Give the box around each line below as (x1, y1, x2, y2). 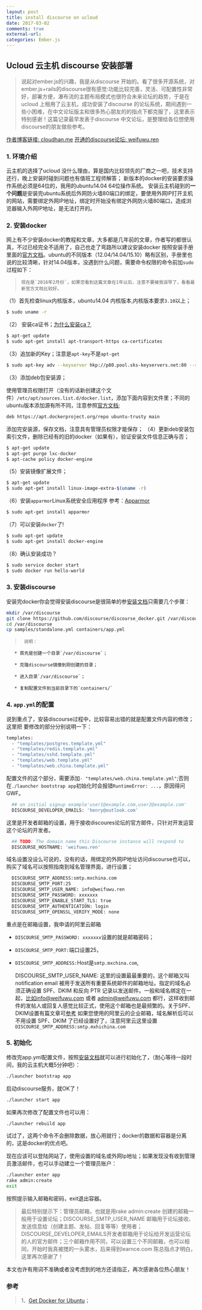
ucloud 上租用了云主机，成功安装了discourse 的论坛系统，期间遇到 (20, 100, 187, 107)
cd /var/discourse (6, 621, 52, 627)
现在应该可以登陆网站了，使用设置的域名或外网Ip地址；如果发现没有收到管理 (6, 1152, 195, 1160)
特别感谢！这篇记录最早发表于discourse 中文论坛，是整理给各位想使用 (20, 115, 195, 122)
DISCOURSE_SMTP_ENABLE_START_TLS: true (11, 897, 112, 904)
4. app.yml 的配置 (6, 700, 55, 709)
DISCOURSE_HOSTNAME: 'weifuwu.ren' (11, 844, 101, 850)
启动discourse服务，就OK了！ (6, 1085, 81, 1092)
